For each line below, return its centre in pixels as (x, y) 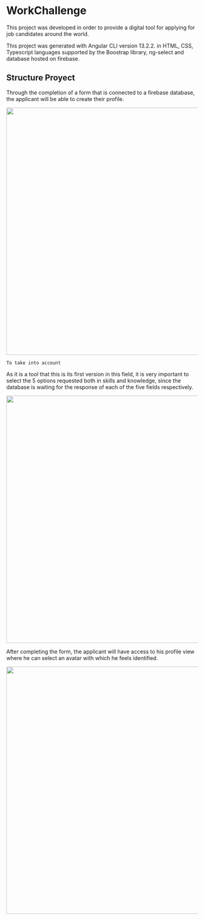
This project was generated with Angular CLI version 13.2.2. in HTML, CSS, (100, 46)
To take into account (34, 363)
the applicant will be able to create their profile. (65, 99)
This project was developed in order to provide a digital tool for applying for (101, 27)
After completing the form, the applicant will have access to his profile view (100, 651)
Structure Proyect (41, 78)
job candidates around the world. (48, 33)
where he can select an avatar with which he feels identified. (82, 658)
